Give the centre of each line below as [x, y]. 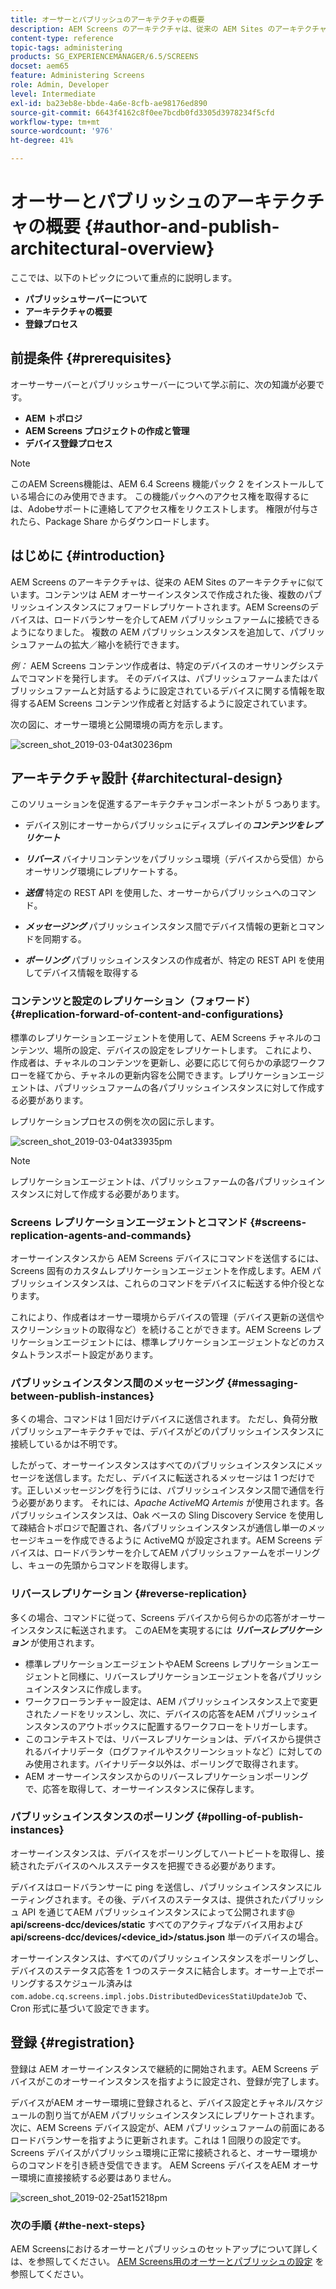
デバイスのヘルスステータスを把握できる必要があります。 [162, 1865]
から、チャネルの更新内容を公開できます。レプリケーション [176, 1075]
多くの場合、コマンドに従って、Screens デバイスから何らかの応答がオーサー [168, 1617]
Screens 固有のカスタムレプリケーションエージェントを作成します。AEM [160, 1270]
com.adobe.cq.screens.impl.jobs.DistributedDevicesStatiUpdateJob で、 [161, 1995]
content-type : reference [62, 38]
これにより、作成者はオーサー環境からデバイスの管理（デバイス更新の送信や [167, 1317]
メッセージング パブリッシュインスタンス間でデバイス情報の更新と [161, 927]
